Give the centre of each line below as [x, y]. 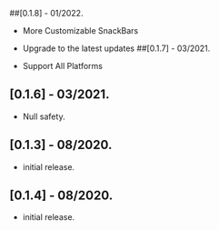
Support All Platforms [62, 66]
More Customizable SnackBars [80, 30]
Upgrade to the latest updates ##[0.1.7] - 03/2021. [116, 48]
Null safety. [44, 116]
